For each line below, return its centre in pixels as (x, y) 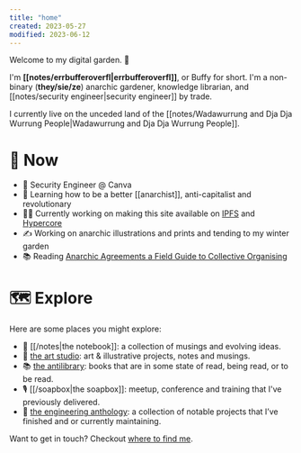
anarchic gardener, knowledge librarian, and (168, 87)
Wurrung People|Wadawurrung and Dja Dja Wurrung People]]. (124, 123)
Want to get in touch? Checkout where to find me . (101, 439)
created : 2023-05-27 (48, 26)
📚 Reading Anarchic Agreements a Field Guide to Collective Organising (155, 257)
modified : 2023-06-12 (50, 34)
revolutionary (47, 204)
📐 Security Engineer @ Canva (77, 185)
